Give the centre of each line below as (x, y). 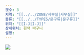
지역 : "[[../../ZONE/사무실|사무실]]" (41, 14)
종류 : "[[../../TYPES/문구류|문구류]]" (42, 19)
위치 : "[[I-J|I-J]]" (25, 24)
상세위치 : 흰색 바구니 (24, 28)
